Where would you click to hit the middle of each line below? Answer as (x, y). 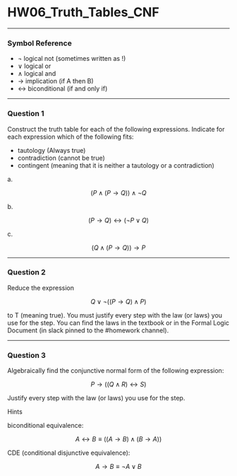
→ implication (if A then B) (55, 81)
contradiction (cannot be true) (61, 158)
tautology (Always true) (51, 150)
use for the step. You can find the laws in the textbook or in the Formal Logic (119, 323)
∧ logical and (37, 74)
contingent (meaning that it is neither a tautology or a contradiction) (116, 165)
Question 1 (26, 114)
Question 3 (26, 355)
